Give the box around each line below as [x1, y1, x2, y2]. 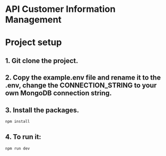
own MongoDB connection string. [5, 89, 112, 97]
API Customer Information [5, 3, 116, 15]
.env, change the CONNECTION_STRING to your [5, 81, 157, 90]
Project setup [5, 37, 62, 48]
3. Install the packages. [5, 106, 79, 114]
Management [5, 14, 62, 25]
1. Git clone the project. [5, 56, 78, 65]
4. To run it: [5, 133, 41, 141]
